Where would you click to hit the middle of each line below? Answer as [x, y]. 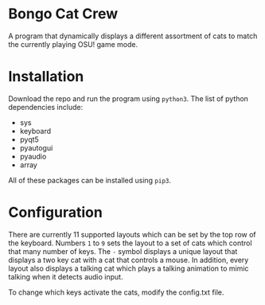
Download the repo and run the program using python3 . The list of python [129, 98]
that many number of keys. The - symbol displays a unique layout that [123, 251]
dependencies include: [46, 107]
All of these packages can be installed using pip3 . [90, 180]
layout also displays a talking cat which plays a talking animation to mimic [129, 268]
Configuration [56, 213]
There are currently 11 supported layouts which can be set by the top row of [132, 234]
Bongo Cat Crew [63, 14]
